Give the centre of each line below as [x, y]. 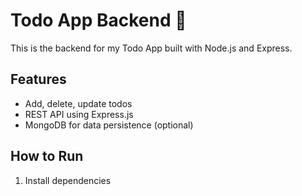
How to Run [47, 156]
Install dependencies [68, 180]
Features [38, 79]
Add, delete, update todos [78, 103]
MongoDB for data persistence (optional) [109, 125]
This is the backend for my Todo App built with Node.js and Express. [151, 48]
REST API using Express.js [79, 114]
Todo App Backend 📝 [98, 20]
